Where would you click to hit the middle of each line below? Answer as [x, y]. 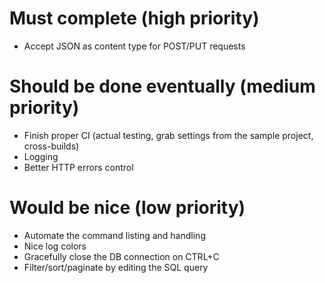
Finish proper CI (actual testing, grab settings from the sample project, [168, 135]
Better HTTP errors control [78, 167]
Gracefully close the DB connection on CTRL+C [121, 256]
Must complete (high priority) [134, 18]
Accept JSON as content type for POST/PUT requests [134, 46]
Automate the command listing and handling [114, 235]
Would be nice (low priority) [127, 208]
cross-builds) [51, 146]
